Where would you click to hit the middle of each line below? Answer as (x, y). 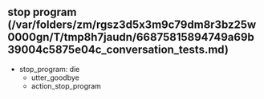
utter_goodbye (55, 77)
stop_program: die (49, 69)
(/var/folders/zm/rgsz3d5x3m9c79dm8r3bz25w (132, 25)
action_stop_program (66, 85)
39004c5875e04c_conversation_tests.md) (118, 50)
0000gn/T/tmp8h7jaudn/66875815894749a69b (131, 37)
